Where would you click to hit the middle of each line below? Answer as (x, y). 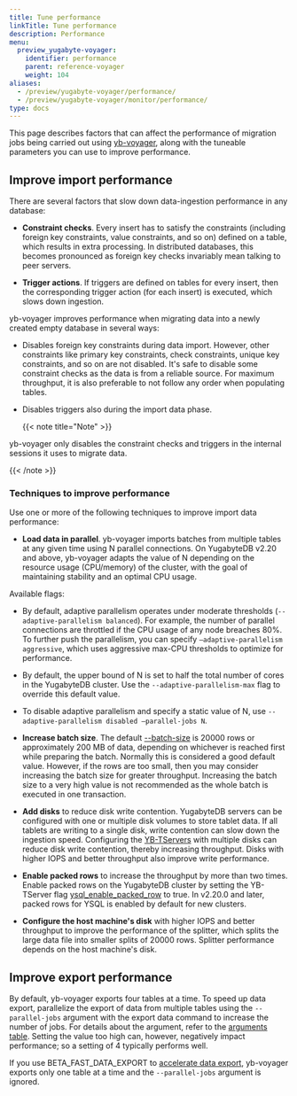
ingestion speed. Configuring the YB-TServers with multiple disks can (149, 840)
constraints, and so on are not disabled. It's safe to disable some (140, 364)
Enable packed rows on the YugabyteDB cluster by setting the (135, 885)
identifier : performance (71, 58)
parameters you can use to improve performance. (100, 152)
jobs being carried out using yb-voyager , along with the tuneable (128, 143)
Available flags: (37, 594)
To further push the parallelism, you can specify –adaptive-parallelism (152, 640)
